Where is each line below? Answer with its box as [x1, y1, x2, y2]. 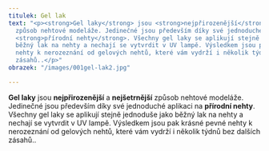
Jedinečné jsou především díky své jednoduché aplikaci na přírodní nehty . [8, 101, 255, 110]
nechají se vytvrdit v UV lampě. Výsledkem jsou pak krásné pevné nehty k [8, 117, 253, 128]
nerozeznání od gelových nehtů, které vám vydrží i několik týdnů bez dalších [8, 126, 261, 136]
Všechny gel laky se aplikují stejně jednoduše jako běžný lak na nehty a [8, 109, 244, 119]
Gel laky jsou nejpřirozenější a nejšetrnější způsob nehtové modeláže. [8, 93, 244, 102]
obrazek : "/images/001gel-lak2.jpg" [8, 64, 130, 72]
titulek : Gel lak [8, 11, 66, 20]
